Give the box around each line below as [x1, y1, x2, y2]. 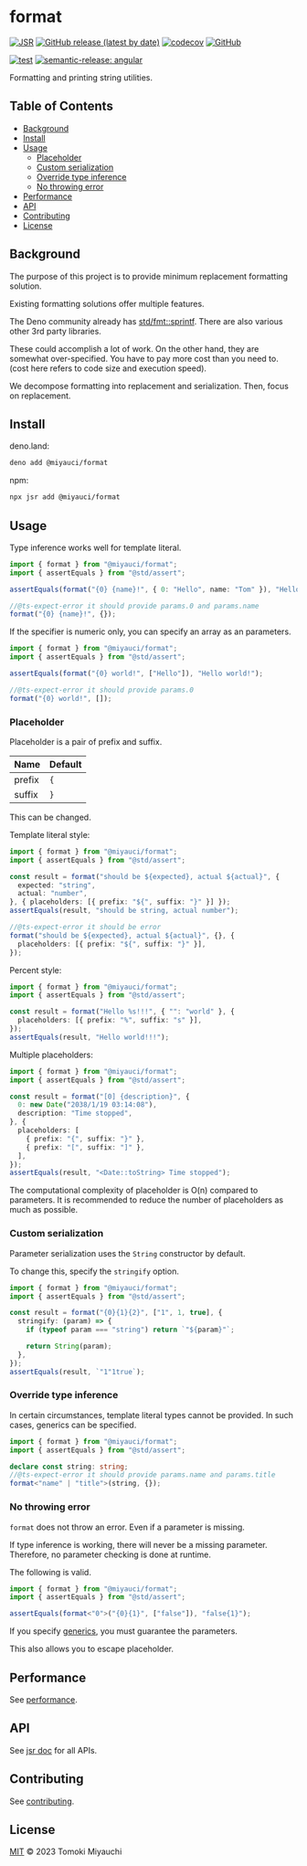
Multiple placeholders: [9, 1049, 94, 1060]
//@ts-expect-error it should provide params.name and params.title [9, 1470, 276, 1479]
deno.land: [9, 440, 50, 451]
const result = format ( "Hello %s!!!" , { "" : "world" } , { [9, 1007, 235, 1016]
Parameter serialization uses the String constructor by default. [9, 1247, 246, 1258]
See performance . [9, 1693, 78, 1705]
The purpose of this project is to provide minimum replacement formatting [9, 270, 289, 281]
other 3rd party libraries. [9, 325, 102, 336]
